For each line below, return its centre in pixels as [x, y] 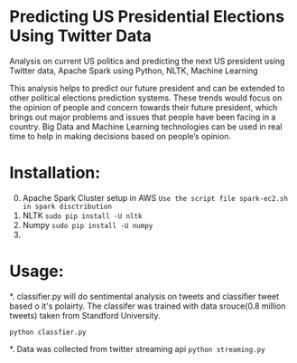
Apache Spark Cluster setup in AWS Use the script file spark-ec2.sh [155, 197]
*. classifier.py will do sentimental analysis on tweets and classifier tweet [144, 296]
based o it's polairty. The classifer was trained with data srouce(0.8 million [148, 306]
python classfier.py [48, 332]
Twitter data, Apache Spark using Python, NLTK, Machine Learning [134, 71]
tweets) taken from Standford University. [85, 315]
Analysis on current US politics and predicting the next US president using [147, 61]
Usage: [37, 271]
